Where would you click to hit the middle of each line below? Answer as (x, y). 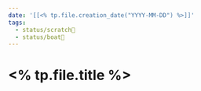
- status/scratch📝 (46, 30)
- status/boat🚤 (40, 37)
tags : (17, 23)
